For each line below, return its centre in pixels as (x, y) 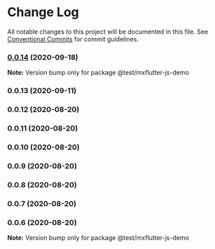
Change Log (43, 12)
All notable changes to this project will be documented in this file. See (108, 32)
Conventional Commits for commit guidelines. (73, 39)
